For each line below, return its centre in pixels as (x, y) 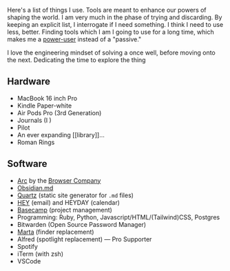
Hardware (29, 82)
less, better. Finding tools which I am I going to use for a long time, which (111, 32)
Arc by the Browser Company (59, 180)
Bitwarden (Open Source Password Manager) (82, 224)
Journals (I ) (34, 120)
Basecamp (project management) (64, 210)
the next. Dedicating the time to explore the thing (76, 60)
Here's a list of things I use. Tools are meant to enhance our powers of (107, 10)
